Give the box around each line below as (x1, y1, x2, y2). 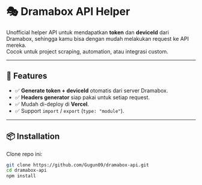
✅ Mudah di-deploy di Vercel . (14, 100, 89, 108)
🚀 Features (6, 71, 47, 81)
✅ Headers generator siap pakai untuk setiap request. (14, 94, 150, 101)
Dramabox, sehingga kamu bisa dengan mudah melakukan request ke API (6, 35, 189, 42)
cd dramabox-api (6, 168, 47, 174)
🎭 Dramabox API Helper (6, 5, 130, 19)
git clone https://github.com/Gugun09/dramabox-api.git (6, 162, 149, 168)
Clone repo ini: (6, 150, 43, 157)
